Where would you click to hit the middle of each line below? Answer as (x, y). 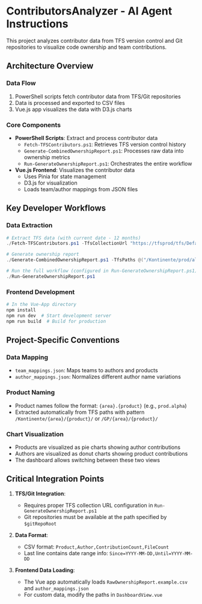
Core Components (34, 125)
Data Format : (31, 535)
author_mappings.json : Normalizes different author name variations (98, 377)
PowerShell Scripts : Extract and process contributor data (86, 138)
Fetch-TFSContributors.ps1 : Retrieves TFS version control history (105, 144)
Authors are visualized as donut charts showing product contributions (101, 453)
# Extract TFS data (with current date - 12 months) (74, 238)
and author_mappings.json (56, 588)
